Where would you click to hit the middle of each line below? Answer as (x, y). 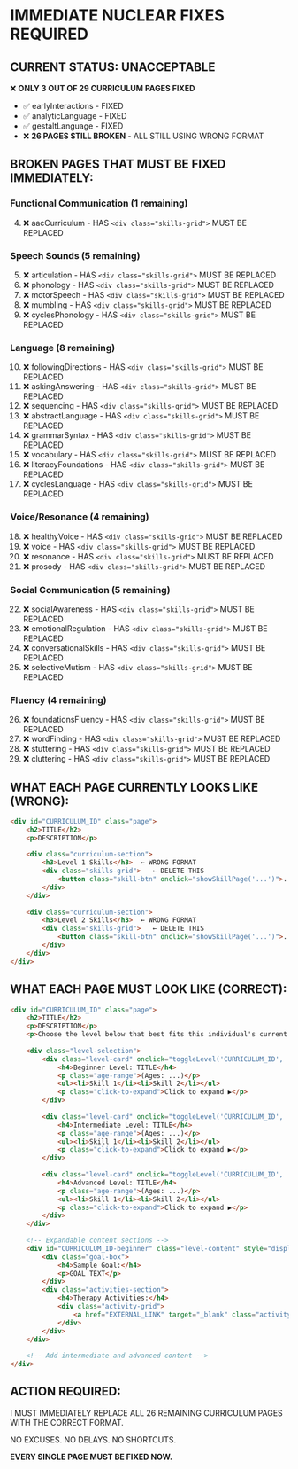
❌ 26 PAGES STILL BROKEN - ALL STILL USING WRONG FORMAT (143, 136)
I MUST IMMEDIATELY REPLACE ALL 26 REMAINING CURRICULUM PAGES (147, 1413)
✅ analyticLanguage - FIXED (75, 116)
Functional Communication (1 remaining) (99, 203)
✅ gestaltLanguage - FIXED (73, 126)
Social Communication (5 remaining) (90, 590)
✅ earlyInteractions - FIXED (73, 106)
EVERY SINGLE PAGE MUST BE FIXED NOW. (92, 1457)
